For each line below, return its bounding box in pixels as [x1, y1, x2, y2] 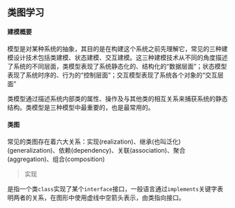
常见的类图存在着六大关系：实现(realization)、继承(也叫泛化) [7, 137, 181, 146]
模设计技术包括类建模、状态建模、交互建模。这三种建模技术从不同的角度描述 [7, 53, 228, 62]
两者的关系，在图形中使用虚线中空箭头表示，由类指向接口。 [13, 193, 185, 202]
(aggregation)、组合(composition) [7, 155, 105, 163]
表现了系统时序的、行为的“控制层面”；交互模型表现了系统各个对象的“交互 [7, 71, 218, 79]
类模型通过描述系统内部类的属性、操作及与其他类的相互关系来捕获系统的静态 [7, 94, 228, 103]
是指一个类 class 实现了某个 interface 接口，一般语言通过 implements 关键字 [7, 184, 218, 193]
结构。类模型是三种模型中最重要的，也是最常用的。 [7, 103, 155, 111]
